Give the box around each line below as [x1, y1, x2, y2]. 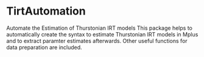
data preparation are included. [6, 44, 82, 51]
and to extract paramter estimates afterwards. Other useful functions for [6, 37, 188, 44]
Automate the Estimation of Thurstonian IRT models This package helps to [6, 24, 193, 32]
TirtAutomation [6, 4, 86, 18]
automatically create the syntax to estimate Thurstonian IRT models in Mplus [6, 30, 199, 38]
